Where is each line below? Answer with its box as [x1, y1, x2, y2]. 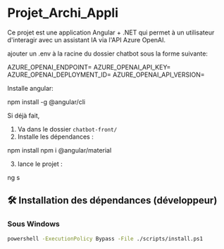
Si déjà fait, [7, 111, 40, 120]
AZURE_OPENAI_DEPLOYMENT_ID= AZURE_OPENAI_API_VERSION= [7, 70, 206, 79]
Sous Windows [7, 219, 60, 229]
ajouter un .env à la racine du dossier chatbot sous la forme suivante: [7, 49, 208, 58]
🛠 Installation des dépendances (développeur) [7, 195, 218, 207]
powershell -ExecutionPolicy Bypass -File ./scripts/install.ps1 [7, 235, 203, 242]
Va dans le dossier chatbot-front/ [17, 124, 118, 133]
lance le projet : [17, 160, 63, 168]
